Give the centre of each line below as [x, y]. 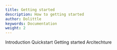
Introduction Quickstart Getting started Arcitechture [59, 42]
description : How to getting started [45, 14]
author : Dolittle [23, 19]
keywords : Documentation [31, 24]
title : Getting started [30, 10]
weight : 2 [16, 28]
